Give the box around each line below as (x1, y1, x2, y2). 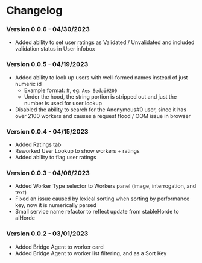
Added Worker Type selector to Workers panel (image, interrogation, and (14, 182, 197, 190)
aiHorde (14, 214, 35, 221)
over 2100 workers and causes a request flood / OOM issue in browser (14, 112, 191, 119)
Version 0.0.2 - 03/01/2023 (6, 229, 89, 238)
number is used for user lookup (24, 99, 103, 107)
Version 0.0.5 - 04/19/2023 (6, 60, 89, 69)
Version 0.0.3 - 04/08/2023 (6, 169, 90, 177)
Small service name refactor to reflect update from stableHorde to (14, 208, 179, 215)
